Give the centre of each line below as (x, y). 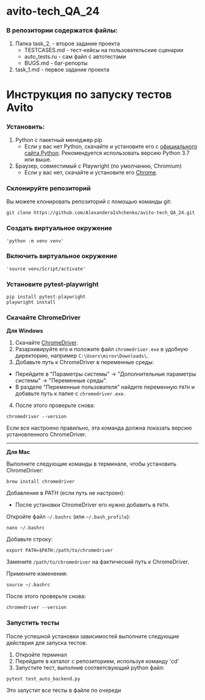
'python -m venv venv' (35, 241)
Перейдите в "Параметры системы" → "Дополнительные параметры (106, 374)
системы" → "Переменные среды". (61, 381)
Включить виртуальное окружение (62, 256)
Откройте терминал (41, 654)
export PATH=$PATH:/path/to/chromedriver (60, 551)
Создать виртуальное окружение (59, 228)
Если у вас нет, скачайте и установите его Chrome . (91, 172)
